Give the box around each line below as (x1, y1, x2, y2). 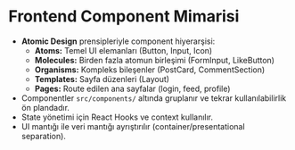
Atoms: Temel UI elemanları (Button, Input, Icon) (34, 45, 213, 55)
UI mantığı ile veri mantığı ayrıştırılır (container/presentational (20, 121, 246, 131)
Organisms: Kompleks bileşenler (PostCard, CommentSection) (34, 64, 266, 75)
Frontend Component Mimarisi (8, 6, 240, 27)
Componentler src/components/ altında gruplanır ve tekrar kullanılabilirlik (20, 92, 287, 104)
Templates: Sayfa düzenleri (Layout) (34, 73, 170, 84)
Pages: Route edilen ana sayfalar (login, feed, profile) (34, 83, 231, 94)
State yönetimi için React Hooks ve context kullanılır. (20, 112, 214, 122)
